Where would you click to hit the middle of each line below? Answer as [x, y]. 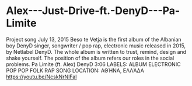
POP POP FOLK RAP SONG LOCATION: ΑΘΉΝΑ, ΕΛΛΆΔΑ [75, 70]
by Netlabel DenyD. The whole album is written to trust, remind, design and [96, 51]
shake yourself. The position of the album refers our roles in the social [90, 58]
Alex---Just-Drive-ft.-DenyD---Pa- [93, 11]
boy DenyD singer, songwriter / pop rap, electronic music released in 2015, [96, 46]
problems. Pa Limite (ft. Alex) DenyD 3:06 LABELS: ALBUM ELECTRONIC [93, 64]
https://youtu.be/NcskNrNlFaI [41, 77]
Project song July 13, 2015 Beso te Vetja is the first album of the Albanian [94, 39]
